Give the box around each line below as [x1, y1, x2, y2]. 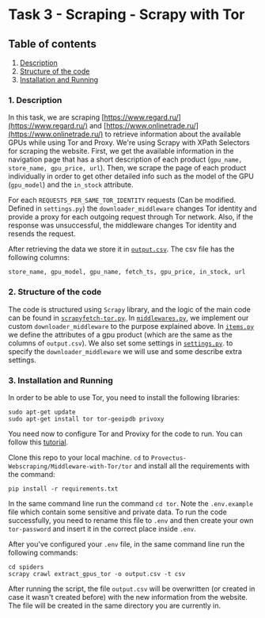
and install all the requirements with [134, 461, 250, 471]
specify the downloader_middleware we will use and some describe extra [8, 346, 243, 356]
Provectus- [150, 454, 187, 462]
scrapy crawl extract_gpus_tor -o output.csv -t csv [8, 570, 186, 578]
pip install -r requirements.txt [8, 485, 119, 493]
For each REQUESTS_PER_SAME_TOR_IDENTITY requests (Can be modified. [8, 196, 236, 205]
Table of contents [8, 37, 97, 51]
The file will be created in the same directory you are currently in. [8, 601, 221, 610]
